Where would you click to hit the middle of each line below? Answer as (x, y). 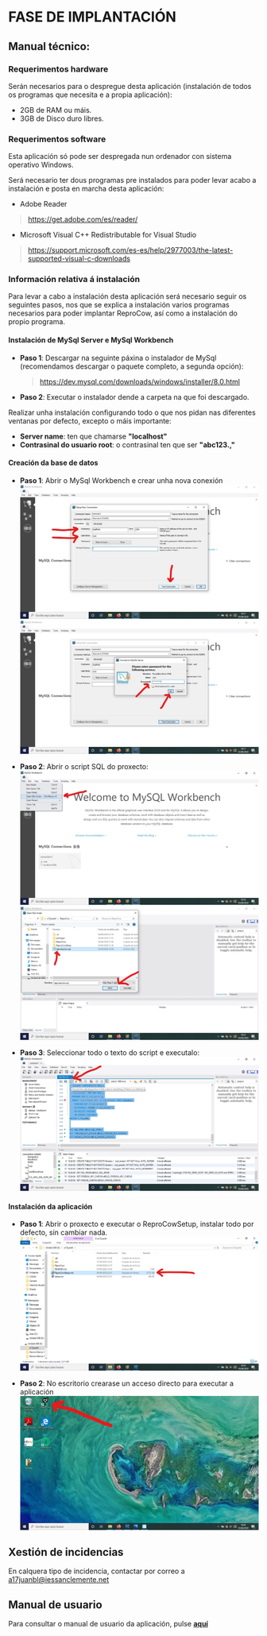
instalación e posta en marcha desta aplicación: (86, 189)
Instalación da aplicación (50, 1206)
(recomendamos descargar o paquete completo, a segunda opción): (132, 366)
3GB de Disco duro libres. (62, 118)
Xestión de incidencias (66, 1552)
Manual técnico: (49, 46)
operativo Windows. (41, 165)
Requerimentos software (57, 139)
